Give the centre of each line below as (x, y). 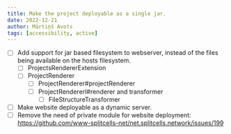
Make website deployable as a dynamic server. (85, 107)
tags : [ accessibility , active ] (53, 33)
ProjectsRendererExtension (67, 68)
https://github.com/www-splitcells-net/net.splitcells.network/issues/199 (120, 123)
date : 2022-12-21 (32, 20)
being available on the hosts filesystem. (74, 60)
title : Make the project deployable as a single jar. (87, 14)
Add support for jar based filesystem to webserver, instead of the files (118, 53)
